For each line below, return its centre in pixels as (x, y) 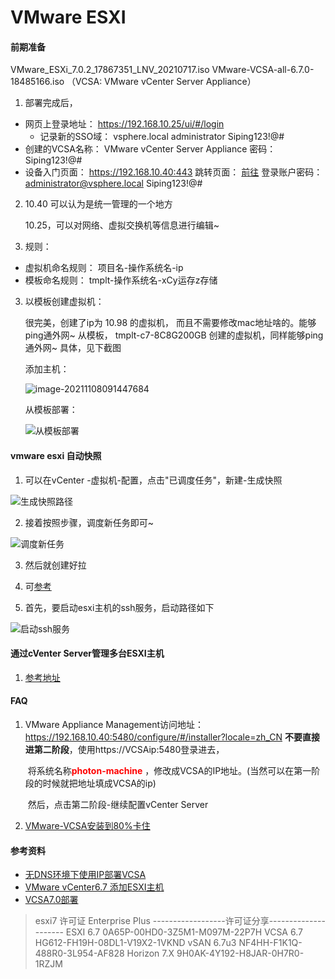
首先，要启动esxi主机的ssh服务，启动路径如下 (119, 607)
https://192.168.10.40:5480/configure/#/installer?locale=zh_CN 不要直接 (172, 737)
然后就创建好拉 (55, 565)
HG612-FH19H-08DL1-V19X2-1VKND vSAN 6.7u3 (135, 943)
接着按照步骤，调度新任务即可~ (89, 522)
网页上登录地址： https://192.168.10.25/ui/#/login (124, 124)
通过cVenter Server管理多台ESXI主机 (87, 653)
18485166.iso (37, 82)
